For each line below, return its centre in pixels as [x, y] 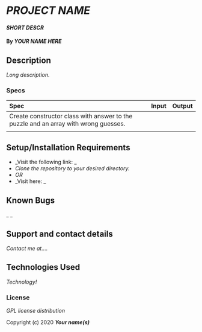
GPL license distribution [36, 311]
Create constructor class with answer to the [71, 117]
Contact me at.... [27, 248]
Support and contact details [60, 234]
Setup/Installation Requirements [68, 148]
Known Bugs [31, 200]
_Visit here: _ [30, 181]
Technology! [22, 282]
